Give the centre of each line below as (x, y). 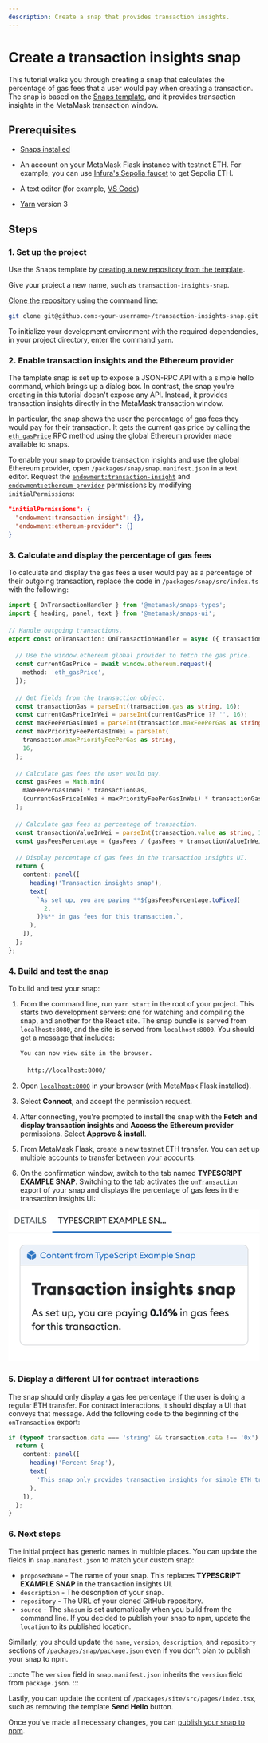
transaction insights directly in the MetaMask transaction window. (116, 403)
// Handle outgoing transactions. (66, 630)
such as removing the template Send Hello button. (91, 1706)
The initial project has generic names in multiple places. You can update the (133, 1551)
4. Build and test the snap (59, 971)
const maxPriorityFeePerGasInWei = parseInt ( (93, 732)
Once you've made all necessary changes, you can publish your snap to (127, 1722)
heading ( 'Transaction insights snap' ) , (95, 883)
